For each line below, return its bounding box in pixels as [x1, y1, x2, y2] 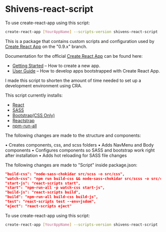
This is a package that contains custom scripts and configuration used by [5, 38, 155, 44]
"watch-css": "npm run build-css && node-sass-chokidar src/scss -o [5, 176, 149, 181]
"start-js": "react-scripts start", [5, 181, 81, 186]
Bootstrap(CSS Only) [12, 112, 55, 118]
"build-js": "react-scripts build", [5, 190, 81, 195]
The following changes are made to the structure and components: [5, 132, 141, 138]
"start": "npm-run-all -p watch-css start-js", [5, 185, 105, 191]
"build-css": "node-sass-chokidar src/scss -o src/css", [5, 171, 125, 176]
